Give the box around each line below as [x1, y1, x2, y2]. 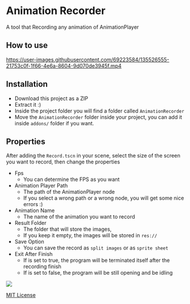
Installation [6, 79, 48, 89]
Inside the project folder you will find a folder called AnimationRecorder [14, 107, 185, 114]
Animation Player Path [14, 182, 68, 189]
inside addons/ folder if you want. [14, 119, 95, 127]
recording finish [23, 263, 61, 270]
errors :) [23, 201, 43, 208]
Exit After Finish [14, 251, 53, 258]
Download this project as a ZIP [14, 95, 89, 102]
